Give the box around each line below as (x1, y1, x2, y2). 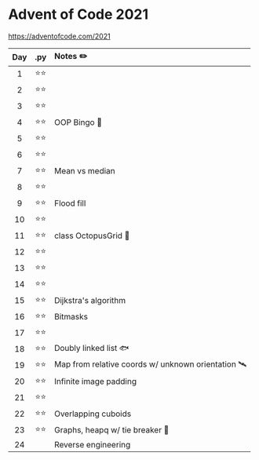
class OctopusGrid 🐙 (53, 230, 130, 241)
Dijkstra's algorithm (53, 295, 126, 306)
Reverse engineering (53, 439, 131, 450)
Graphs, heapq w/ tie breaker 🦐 (53, 425, 170, 436)
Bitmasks (53, 312, 89, 323)
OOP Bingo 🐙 (53, 117, 102, 128)
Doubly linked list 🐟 (53, 342, 129, 353)
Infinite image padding (53, 376, 137, 387)
